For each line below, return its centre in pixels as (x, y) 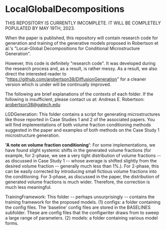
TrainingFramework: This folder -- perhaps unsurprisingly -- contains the (80, 197)
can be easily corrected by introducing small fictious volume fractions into (81, 171)
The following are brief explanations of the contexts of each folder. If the (79, 94)
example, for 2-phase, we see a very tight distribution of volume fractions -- (83, 155)
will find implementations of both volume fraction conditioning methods (78, 125)
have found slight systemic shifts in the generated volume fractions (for (78, 150)
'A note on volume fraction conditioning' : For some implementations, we (80, 145)
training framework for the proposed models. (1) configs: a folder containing (83, 202)
